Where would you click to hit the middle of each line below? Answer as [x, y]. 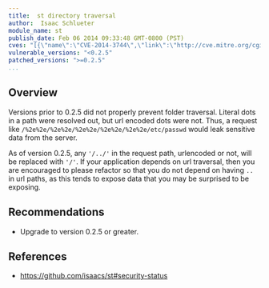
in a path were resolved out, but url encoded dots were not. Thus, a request [133, 120]
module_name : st [35, 30]
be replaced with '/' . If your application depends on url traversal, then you [132, 162]
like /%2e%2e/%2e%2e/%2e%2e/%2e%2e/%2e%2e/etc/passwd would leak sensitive [132, 129]
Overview [33, 93]
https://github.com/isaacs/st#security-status [94, 276]
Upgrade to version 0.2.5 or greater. [79, 231]
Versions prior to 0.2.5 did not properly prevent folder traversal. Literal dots [132, 112]
